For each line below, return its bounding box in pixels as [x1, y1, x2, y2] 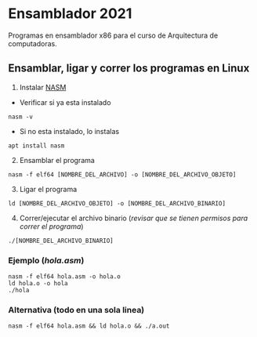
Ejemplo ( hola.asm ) [8, 255, 85, 266]
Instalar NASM [19, 82, 67, 92]
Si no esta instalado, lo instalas [19, 126, 120, 136]
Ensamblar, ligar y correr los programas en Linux [8, 62, 250, 75]
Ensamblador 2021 [8, 5, 132, 23]
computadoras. [8, 38, 57, 48]
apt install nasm [8, 142, 65, 150]
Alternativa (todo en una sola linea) [8, 304, 145, 315]
